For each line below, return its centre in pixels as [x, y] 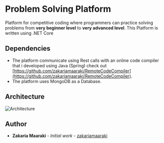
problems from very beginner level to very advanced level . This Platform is [82, 28]
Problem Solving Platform [58, 9]
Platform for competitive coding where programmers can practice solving [79, 23]
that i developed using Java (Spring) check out [59, 65]
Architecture [25, 97]
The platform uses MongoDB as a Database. [57, 81]
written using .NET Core [29, 33]
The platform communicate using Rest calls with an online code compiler [85, 60]
